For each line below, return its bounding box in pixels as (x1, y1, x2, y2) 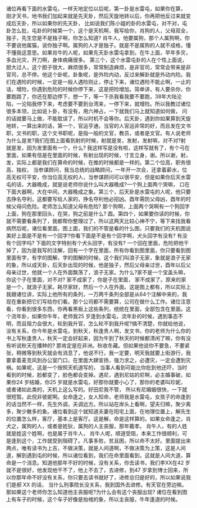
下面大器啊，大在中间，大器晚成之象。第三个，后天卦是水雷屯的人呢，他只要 (6, 188, 191, 195)
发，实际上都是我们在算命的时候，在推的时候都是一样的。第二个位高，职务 (6, 159, 186, 166)
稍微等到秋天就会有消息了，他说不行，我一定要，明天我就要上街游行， (16, 349, 186, 356)
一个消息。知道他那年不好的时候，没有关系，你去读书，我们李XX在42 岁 (16, 459, 191, 466)
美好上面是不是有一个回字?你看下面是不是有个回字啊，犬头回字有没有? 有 (6, 232, 183, 239)
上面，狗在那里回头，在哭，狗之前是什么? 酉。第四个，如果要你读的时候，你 (6, 210, 191, 217)
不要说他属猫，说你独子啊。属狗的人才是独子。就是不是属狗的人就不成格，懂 (6, 42, 191, 49)
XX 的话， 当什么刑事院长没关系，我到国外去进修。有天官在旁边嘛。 (22, 481, 187, 488)
